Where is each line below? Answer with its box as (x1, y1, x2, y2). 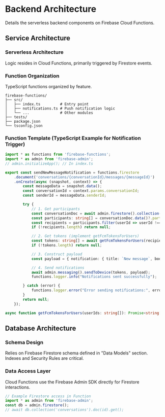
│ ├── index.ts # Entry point (5, 102, 89, 106)
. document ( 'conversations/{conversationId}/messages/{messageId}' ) (14, 174, 155, 179)
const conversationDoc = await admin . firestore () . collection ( (31, 211, 162, 216)
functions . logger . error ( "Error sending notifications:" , (31, 288, 151, 293)
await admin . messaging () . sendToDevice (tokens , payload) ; (31, 270, 151, 275)
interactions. (5, 384, 30, 390)
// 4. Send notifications (31, 265, 84, 270)
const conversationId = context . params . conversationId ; (23, 188, 139, 193)
